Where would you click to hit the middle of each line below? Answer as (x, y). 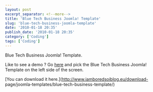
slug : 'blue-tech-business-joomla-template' (51, 23)
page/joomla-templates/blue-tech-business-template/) (60, 84)
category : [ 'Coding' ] (27, 37)
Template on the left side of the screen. (44, 70)
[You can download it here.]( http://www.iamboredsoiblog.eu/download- (77, 79)
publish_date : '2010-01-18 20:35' (40, 32)
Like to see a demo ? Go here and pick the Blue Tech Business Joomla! (76, 64)
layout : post (18, 9)
